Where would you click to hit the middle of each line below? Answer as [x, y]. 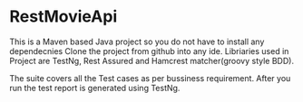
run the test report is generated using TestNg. [95, 88]
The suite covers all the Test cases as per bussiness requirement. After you [150, 78]
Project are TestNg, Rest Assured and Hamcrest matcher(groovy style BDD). [152, 60]
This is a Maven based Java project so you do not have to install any [137, 42]
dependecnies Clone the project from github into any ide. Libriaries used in [149, 51]
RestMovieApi [64, 17]
